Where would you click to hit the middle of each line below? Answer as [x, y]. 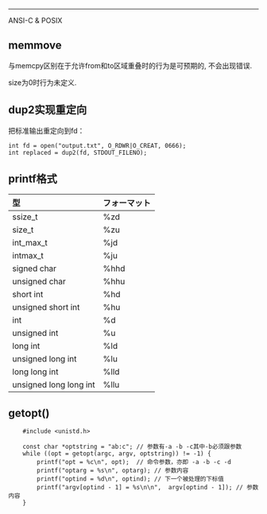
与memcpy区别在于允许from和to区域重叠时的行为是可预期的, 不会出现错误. [130, 65]
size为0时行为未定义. [43, 82]
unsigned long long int [54, 385]
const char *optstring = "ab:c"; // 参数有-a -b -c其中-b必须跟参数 [132, 447]
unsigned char [39, 281]
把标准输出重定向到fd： [46, 130]
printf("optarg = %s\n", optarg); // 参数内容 [113, 471]
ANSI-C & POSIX [35, 20]
